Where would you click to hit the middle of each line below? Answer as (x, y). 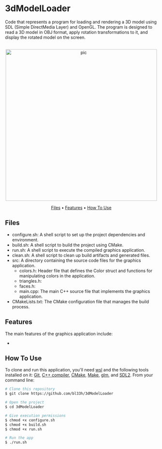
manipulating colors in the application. (57, 276)
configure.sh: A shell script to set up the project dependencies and (79, 234)
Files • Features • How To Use (81, 208)
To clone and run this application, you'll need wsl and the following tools (77, 370)
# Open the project (25, 402)
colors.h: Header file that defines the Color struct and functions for (86, 271)
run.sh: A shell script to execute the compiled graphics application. (79, 250)
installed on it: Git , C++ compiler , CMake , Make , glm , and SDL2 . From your (79, 375)
